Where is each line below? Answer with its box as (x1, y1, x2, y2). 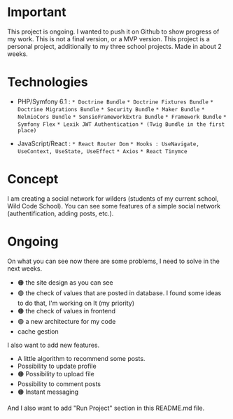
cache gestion (17, 327, 59, 336)
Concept (7, 171, 59, 187)
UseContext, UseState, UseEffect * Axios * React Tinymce (17, 148, 188, 155)
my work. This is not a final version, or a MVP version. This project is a (7, 34, 210, 43)
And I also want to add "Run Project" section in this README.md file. (7, 404, 205, 412)
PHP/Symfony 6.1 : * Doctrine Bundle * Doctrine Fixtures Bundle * (17, 97, 213, 106)
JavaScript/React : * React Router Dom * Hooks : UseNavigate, (17, 139, 199, 148)
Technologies (7, 74, 89, 90)
